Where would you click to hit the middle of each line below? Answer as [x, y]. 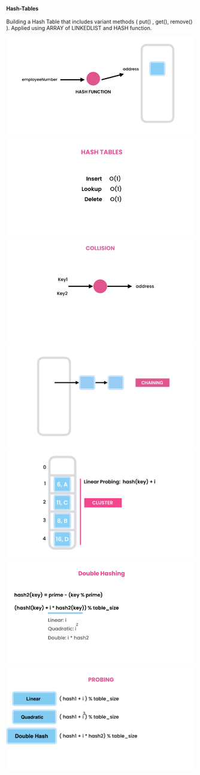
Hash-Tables [22, 8]
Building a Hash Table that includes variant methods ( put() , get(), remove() [99, 22]
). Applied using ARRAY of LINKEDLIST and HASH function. [79, 28]
